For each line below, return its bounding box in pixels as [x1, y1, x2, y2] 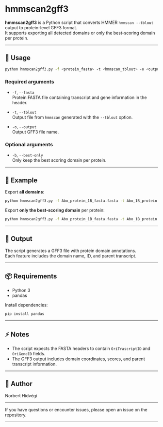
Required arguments [5, 78, 54, 85]
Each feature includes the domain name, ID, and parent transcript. [5, 252, 137, 259]
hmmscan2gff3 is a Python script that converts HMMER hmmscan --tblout [5, 19, 154, 25]
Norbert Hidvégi [5, 392, 37, 398]
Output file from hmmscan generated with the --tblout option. [12, 114, 133, 120]
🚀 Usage [5, 54, 31, 62]
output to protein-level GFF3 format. [5, 24, 78, 30]
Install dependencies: [5, 302, 48, 308]
